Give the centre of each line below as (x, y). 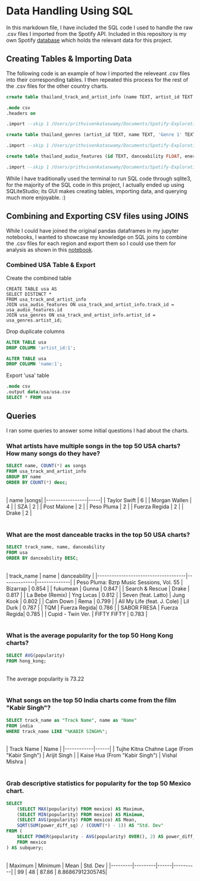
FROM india (20, 726)
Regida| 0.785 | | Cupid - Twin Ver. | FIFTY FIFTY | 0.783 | (77, 614)
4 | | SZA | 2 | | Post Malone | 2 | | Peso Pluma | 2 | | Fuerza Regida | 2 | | (95, 506)
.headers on (21, 113)
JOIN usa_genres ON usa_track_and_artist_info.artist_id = (81, 315)
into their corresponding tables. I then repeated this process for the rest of (97, 79)
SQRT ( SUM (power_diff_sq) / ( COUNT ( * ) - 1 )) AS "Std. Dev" (90, 826)
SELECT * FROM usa (29, 398)
